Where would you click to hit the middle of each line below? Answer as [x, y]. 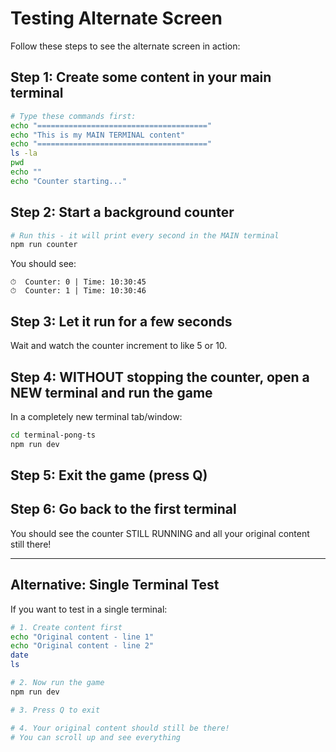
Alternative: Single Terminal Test [115, 585]
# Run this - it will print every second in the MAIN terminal [145, 235]
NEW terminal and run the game [111, 392]
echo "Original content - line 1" [82, 637]
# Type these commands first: [73, 116]
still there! [31, 544]
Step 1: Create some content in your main [141, 77]
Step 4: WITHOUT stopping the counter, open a [160, 377]
